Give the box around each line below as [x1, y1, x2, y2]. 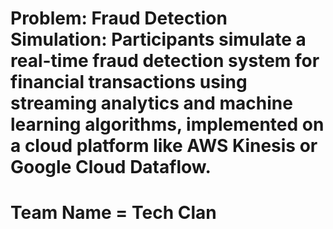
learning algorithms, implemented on [10, 113, 325, 136]
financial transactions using [10, 71, 248, 94]
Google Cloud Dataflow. [10, 156, 212, 179]
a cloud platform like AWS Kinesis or [10, 135, 318, 157]
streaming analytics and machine [10, 92, 293, 115]
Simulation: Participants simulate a [10, 28, 307, 51]
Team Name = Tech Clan [10, 202, 217, 224]
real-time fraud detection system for [10, 50, 320, 72]
